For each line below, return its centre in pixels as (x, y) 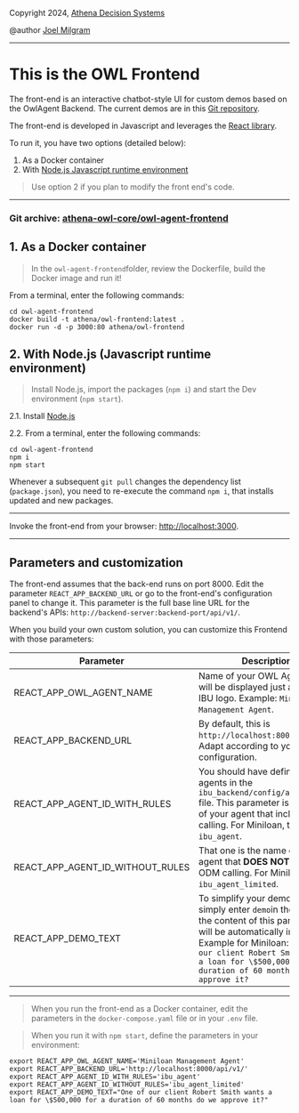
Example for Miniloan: (244, 943)
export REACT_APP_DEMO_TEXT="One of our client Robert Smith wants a (141, 1093)
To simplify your (232, 899)
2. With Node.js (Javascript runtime (110, 355)
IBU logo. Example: (238, 698)
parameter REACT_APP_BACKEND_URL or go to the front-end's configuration (141, 593)
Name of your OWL (238, 676)
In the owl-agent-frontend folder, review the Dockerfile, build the (148, 268)
